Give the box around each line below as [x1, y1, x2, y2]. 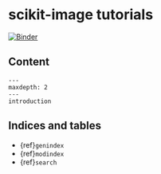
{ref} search [19, 157, 57, 167]
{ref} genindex [19, 140, 65, 149]
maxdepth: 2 [8, 83, 48, 91]
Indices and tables [8, 119, 102, 132]
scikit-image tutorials [8, 6, 154, 24]
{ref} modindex [19, 148, 65, 158]
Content [8, 55, 50, 69]
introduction [8, 97, 52, 105]
